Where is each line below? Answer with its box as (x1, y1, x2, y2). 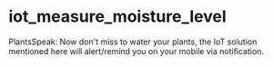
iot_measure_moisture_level (8, 6, 227, 27)
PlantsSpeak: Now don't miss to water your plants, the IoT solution (8, 36, 258, 47)
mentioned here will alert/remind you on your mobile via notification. (8, 45, 265, 56)
